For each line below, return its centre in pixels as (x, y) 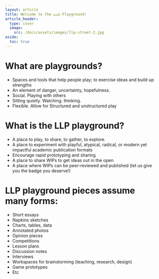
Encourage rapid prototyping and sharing (54, 155)
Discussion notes (30, 251)
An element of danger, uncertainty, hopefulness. (61, 90)
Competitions (26, 241)
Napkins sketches (30, 220)
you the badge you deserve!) (41, 171)
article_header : (22, 19)
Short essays (26, 215)
